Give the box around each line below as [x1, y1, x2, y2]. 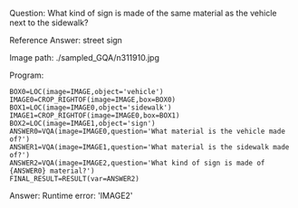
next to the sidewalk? [9, 17, 89, 28]
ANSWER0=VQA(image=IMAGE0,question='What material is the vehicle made [9, 127, 285, 136]
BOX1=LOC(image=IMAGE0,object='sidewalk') [9, 103, 172, 112]
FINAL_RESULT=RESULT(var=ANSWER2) [9, 175, 140, 184]
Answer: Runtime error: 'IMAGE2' [9, 190, 133, 201]
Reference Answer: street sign [9, 35, 122, 45]
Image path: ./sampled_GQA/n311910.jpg [9, 52, 160, 62]
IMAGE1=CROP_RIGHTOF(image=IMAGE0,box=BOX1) [9, 111, 180, 120]
